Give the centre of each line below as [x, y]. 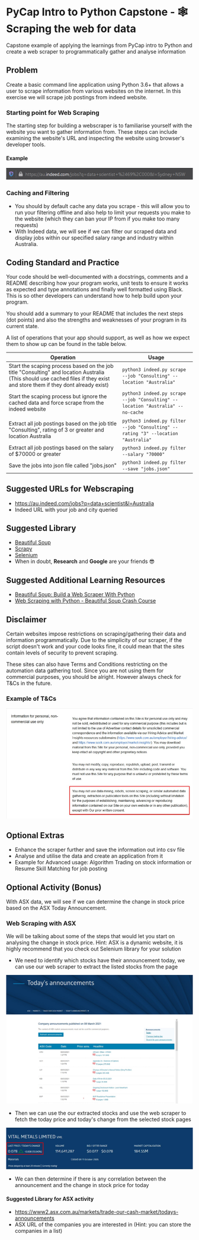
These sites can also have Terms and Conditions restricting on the [87, 664]
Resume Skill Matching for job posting [61, 868]
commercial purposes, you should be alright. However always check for [94, 676]
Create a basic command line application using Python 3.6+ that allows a [95, 84]
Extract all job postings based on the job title [63, 424]
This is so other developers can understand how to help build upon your [94, 296]
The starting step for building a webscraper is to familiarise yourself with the [99, 125]
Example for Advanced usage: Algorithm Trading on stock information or [103, 863]
